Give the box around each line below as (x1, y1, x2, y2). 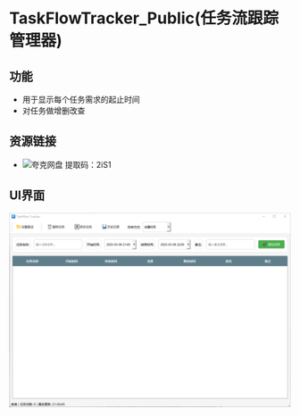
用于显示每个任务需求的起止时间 (21, 95, 140, 104)
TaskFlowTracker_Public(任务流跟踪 (9, 8, 279, 29)
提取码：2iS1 (64, 159, 112, 170)
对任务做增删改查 (21, 105, 86, 116)
